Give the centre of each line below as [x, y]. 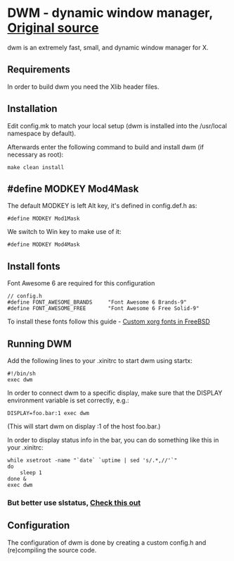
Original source [53, 28]
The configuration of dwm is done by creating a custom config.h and [107, 542]
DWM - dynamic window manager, [110, 13]
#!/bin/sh [22, 374]
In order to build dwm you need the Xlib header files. [83, 87]
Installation [32, 109]
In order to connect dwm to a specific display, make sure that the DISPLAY [115, 393]
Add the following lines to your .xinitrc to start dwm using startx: [100, 360]
